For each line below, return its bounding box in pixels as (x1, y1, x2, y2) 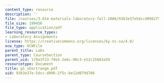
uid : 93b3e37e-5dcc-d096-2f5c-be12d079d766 (5, 71, 95, 76)
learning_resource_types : (5, 30, 58, 35)
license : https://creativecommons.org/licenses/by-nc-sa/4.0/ (5, 39, 134, 44)
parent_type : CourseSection (5, 52, 62, 58)
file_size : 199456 (5, 21, 42, 26)
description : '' (5, 12, 38, 17)
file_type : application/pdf (5, 25, 62, 30)
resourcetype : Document (5, 62, 54, 66)
